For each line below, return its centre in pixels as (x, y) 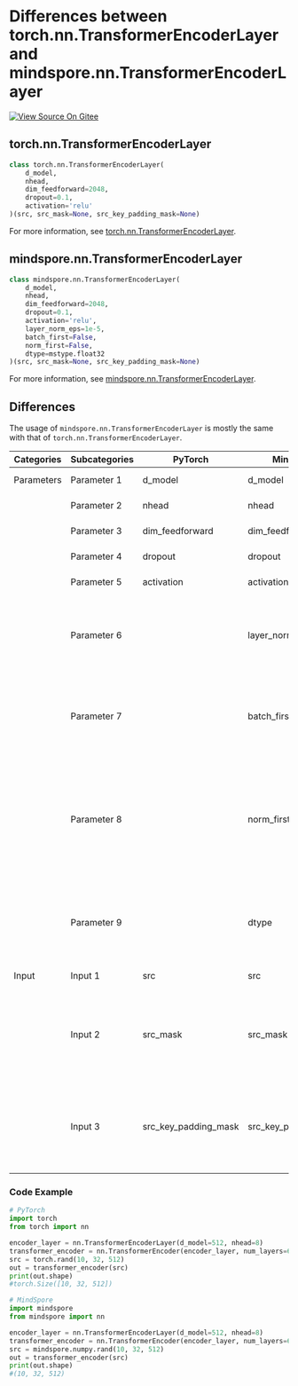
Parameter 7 (96, 716)
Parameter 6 (96, 635)
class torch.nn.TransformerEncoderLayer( (87, 165)
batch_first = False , (61, 337)
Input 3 (85, 1127)
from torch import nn (49, 1227)
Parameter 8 (96, 820)
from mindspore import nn (57, 1317)
